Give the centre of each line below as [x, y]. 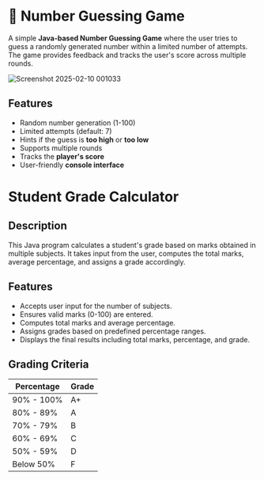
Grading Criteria [49, 364]
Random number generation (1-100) [77, 123]
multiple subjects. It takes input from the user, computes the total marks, [126, 253]
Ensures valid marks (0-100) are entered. [86, 314]
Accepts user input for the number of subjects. [96, 306]
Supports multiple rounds [61, 148]
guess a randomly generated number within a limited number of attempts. [128, 46]
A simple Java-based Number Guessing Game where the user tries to [123, 38]
